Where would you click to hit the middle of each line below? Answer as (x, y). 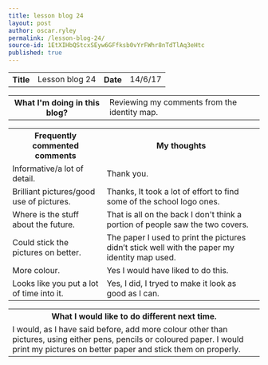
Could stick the (41, 242)
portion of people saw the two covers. (177, 224)
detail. (24, 179)
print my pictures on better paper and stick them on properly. (126, 349)
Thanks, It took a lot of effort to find (173, 191)
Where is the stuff (46, 214)
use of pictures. (41, 202)
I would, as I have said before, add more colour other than (120, 329)
